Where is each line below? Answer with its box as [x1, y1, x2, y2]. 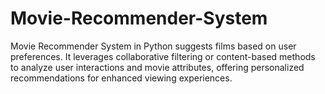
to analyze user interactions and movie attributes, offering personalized [10, 61, 305, 73]
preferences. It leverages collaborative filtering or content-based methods [10, 50, 316, 62]
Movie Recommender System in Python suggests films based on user [10, 40, 297, 52]
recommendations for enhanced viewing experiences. [10, 72, 233, 84]
